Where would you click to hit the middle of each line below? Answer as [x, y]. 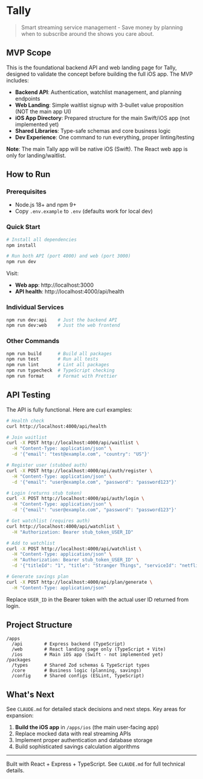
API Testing [28, 395]
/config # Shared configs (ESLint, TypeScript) [78, 676]
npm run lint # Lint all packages [58, 365]
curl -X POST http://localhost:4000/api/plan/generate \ [79, 582]
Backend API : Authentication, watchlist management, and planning [98, 92]
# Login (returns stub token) [44, 493]
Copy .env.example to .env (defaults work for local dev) [84, 211]
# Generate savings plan [37, 577]
